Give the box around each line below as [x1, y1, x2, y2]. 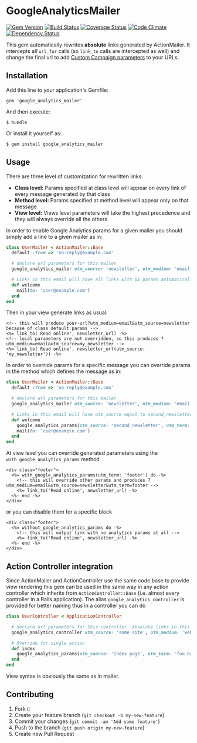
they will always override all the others [14, 215, 107, 222]
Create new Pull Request [14, 730, 74, 737]
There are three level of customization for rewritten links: [6, 172, 144, 180]
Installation [6, 71, 48, 81]
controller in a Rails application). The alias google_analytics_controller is [6, 596, 185, 602]
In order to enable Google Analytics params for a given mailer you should [6, 226, 183, 234]
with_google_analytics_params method [6, 456, 100, 463]
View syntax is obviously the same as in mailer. [6, 672, 120, 679]
